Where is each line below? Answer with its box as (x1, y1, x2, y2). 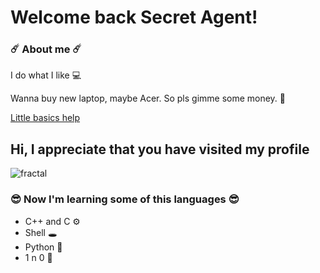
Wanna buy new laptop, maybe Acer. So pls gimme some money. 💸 (10, 92, 287, 105)
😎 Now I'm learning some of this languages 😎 (10, 192, 240, 206)
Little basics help (10, 112, 81, 124)
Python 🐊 (24, 241, 63, 253)
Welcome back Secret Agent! (10, 6, 258, 29)
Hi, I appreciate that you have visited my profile (10, 141, 310, 158)
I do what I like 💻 (10, 69, 82, 81)
